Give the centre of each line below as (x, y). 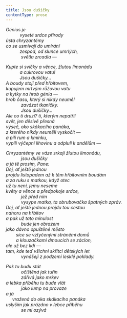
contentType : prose (27, 15)
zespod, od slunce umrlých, (49, 51)
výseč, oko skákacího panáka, (38, 127)
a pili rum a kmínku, (27, 137)
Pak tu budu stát (23, 266)
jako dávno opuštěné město (35, 229)
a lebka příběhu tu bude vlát (36, 283)
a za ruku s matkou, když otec (38, 180)
